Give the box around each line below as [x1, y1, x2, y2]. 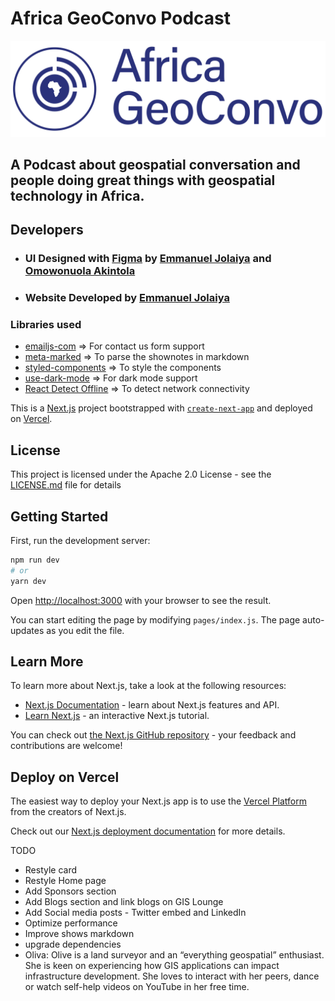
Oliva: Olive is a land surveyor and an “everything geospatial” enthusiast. [24, 949, 325, 961]
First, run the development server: [10, 535, 151, 547]
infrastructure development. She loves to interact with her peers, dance [24, 970, 320, 982]
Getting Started [10, 508, 109, 525]
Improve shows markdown [24, 928, 135, 940]
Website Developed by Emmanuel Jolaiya [24, 291, 230, 305]
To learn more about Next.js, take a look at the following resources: [10, 680, 287, 692]
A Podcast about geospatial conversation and [10, 156, 301, 173]
